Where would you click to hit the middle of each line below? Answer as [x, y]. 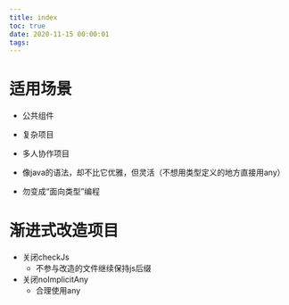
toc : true [28, 26]
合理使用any [58, 291]
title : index [33, 17]
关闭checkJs [45, 257]
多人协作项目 [45, 153]
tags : [19, 42]
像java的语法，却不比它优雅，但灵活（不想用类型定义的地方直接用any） [153, 173]
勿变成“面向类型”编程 [61, 192]
